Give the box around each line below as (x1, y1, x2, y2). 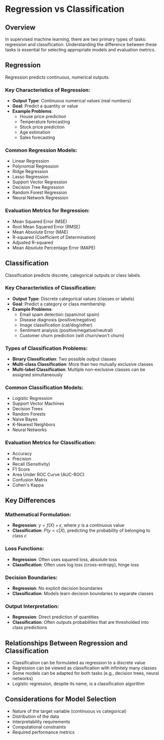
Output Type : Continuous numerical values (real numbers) (12, 98, 131, 104)
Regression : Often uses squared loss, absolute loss (12, 556, 117, 562)
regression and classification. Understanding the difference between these (5, 42, 157, 47)
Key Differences (5, 496, 56, 505)
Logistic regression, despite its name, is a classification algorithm (12, 681, 145, 687)
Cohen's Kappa (12, 482, 44, 488)
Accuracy (12, 450, 32, 456)
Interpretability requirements (12, 718, 70, 725)
